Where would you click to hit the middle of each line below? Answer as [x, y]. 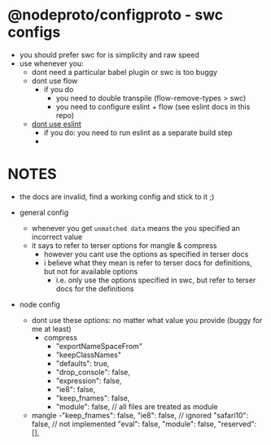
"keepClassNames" [88, 355]
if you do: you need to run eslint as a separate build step [138, 133]
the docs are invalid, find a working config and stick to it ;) [117, 196]
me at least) [51, 329]
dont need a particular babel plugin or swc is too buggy [124, 72]
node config [39, 304]
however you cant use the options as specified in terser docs [146, 254]
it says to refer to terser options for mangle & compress [124, 245]
